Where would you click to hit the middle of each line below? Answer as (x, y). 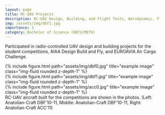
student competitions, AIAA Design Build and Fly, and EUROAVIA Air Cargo (81, 51)
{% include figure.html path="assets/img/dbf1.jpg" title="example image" (79, 77)
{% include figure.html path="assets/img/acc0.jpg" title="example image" (80, 87)
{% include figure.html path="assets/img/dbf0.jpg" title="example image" (80, 66)
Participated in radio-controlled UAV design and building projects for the (78, 46)
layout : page (18, 10)
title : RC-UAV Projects (29, 14)
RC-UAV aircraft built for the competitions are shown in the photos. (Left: (79, 97)
